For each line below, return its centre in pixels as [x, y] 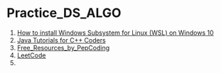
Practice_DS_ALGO [64, 13]
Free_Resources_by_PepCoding [63, 47]
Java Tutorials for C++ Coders [61, 40]
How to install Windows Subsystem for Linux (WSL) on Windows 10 [115, 33]
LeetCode [31, 55]
